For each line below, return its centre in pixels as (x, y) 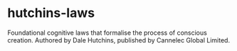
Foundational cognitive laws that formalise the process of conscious (107, 33)
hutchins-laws (51, 13)
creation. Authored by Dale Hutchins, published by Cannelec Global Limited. (118, 40)
